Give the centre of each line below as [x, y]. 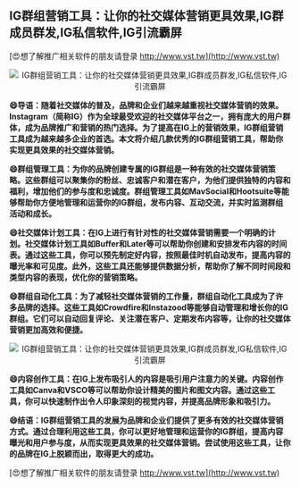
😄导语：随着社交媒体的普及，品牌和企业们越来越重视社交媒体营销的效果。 [146, 105]
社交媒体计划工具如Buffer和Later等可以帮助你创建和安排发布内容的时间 [156, 243]
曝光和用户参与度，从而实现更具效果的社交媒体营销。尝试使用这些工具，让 [146, 442]
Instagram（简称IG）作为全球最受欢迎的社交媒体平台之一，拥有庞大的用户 [146, 116]
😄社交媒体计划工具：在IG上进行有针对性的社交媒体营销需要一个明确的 [139, 232]
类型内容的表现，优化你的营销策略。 [76, 277]
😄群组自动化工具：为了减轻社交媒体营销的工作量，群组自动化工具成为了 [142, 296]
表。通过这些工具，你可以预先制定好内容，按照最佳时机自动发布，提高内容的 [150, 255]
